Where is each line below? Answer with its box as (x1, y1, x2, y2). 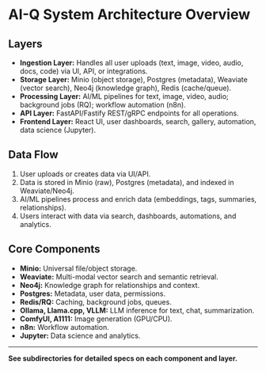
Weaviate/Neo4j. (19, 186, 75, 195)
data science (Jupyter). (19, 125, 97, 134)
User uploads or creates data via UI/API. (19, 168, 151, 179)
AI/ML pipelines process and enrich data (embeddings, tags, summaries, (19, 194, 257, 203)
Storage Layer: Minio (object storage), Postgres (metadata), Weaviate (19, 75, 248, 84)
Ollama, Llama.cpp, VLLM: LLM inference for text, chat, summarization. (19, 305, 255, 315)
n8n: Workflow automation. (19, 322, 109, 331)
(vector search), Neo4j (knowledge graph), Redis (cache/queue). (19, 83, 232, 93)
